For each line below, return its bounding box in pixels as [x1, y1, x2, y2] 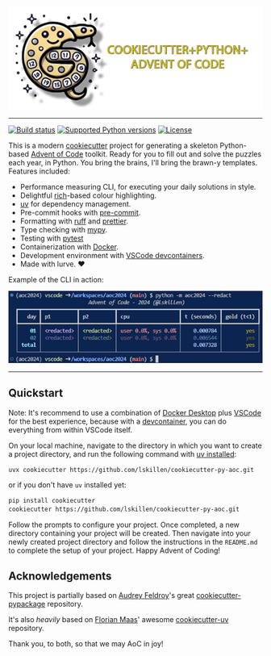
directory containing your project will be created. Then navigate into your [8, 529, 252, 538]
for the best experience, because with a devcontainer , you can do [8, 416, 227, 426]
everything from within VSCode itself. [8, 424, 133, 434]
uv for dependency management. [19, 198, 131, 208]
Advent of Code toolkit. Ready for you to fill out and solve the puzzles [31, 148, 262, 159]
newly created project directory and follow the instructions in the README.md [8, 537, 258, 547]
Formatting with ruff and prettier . [19, 216, 129, 226]
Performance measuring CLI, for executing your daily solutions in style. [19, 182, 256, 191]
